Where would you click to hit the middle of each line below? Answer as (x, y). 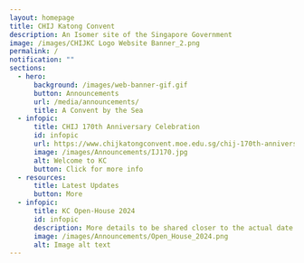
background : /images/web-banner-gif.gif (110, 85)
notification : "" (42, 60)
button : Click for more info (88, 169)
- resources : (42, 177)
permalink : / (34, 52)
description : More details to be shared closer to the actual (153, 228)
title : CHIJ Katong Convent (62, 26)
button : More (58, 194)
